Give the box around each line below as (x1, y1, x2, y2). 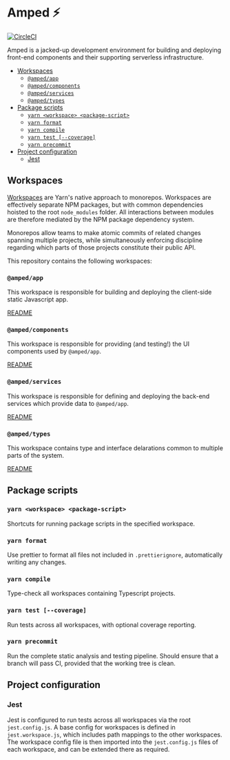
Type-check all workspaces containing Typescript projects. (7, 589, 176, 597)
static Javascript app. (7, 295, 69, 304)
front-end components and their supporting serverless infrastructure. (7, 53, 205, 62)
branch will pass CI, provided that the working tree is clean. (7, 659, 176, 667)
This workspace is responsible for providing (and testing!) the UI (7, 340, 190, 349)
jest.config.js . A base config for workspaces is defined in (7, 723, 176, 731)
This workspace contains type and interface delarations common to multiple (7, 443, 224, 452)
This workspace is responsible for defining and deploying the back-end (7, 391, 210, 400)
